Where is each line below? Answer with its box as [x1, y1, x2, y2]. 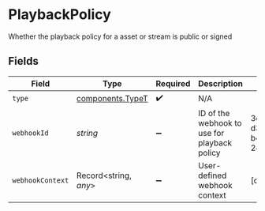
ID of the [198, 107, 230, 119]
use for [198, 127, 225, 138]
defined [198, 170, 227, 181]
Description [198, 77, 243, 89]
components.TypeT [76, 93, 148, 104]
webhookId [12, 128, 49, 138]
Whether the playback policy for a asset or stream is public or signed [8, 32, 233, 41]
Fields [8, 55, 39, 68]
